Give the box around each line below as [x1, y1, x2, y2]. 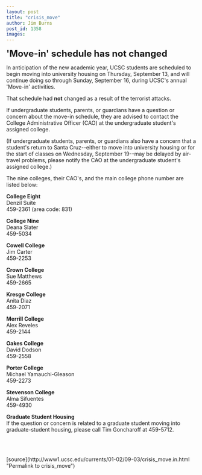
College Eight [6, 193, 41, 200]
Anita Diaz [6, 297, 32, 304]
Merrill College [6, 315, 44, 322]
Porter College [6, 364, 43, 371]
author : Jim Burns [6, 20, 52, 26]
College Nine [6, 218, 39, 225]
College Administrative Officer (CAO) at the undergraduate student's [6, 119, 176, 127]
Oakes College [6, 340, 44, 347]
